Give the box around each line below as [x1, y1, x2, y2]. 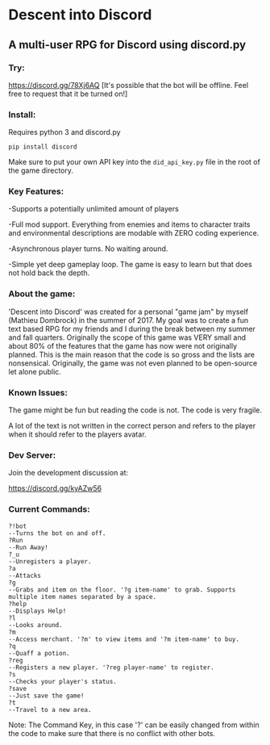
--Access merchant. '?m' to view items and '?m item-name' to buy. [8, 635, 240, 643]
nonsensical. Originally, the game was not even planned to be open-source [8, 358, 258, 368]
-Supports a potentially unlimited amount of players [8, 204, 179, 214]
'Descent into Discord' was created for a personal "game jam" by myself [8, 307, 248, 316]
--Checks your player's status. [8, 677, 117, 685]
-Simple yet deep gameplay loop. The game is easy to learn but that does [8, 260, 252, 270]
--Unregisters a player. [8, 557, 92, 566]
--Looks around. [8, 621, 63, 629]
